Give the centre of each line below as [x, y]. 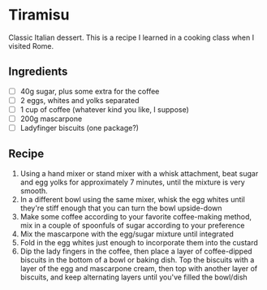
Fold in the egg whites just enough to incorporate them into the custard [139, 242]
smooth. [34, 190]
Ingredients [38, 72]
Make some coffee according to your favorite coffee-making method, [136, 216]
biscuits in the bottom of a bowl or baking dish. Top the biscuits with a [137, 260]
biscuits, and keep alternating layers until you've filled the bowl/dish [133, 277]
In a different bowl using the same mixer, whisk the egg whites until [132, 199]
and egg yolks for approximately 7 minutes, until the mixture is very [132, 182]
